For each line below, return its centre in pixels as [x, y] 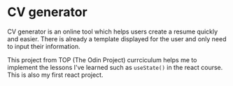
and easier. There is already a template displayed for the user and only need [117, 38]
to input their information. [44, 46]
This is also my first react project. [55, 75]
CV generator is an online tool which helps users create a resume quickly [113, 31]
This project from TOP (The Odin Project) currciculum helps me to [102, 59]
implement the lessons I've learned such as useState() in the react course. [115, 67]
